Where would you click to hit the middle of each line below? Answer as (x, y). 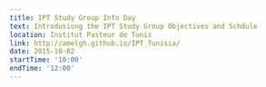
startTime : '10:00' (46, 60)
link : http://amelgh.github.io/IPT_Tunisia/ (95, 43)
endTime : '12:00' (42, 69)
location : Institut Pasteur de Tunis (81, 34)
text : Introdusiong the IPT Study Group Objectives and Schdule (133, 26)
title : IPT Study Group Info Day (73, 18)
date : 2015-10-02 (42, 52)
